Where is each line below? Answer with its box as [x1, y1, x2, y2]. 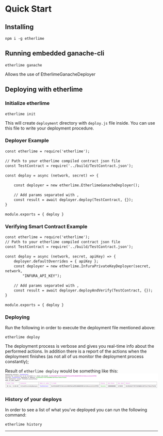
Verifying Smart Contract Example [5, 223, 88, 230]
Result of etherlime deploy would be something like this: [5, 368, 118, 374]
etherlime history [5, 422, 42, 427]
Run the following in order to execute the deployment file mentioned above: [5, 325, 156, 331]
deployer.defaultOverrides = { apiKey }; [14, 259, 98, 264]
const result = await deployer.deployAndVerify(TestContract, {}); [14, 288, 153, 293]
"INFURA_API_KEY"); [22, 274, 62, 278]
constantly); [5, 359, 29, 365]
